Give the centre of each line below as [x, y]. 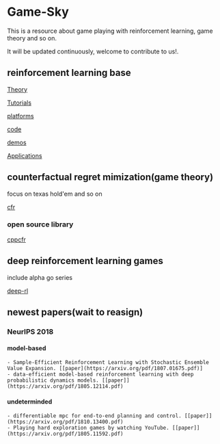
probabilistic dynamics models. [53, 380]
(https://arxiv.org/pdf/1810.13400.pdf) [66, 422]
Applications [25, 155]
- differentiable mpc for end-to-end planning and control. [95, 416]
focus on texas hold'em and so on [55, 194]
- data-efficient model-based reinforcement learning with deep [100, 375]
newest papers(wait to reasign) [75, 312]
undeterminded [30, 402]
